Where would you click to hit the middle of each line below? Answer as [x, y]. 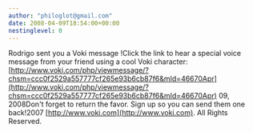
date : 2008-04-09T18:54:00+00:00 [64, 23]
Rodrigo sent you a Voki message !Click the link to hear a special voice [125, 54]
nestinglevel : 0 [35, 30]
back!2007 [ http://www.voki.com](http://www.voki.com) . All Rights [118, 113]
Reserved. [25, 122]
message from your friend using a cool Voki [80, 62]
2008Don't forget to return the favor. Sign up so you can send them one [127, 104]
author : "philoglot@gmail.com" [60, 16]
